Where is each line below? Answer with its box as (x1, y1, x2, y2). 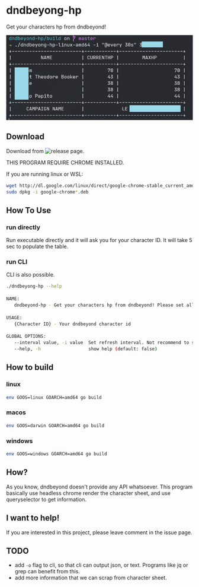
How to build (6, 363, 54, 373)
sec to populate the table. (6, 243, 69, 250)
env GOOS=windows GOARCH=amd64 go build (6, 451, 108, 457)
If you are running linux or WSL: (6, 170, 84, 177)
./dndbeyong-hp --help (6, 283, 62, 290)
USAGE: (6, 315, 23, 321)
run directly (6, 223, 40, 231)
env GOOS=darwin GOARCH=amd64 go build (6, 423, 105, 429)
